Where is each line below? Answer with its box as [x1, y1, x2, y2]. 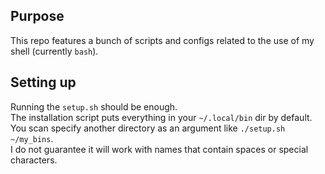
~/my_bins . [10, 132, 54, 144]
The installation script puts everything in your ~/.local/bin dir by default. [10, 111, 313, 123]
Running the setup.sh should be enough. [10, 100, 178, 113]
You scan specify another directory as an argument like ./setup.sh [10, 122, 286, 134]
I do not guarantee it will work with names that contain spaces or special [10, 143, 309, 155]
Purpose [10, 8, 65, 25]
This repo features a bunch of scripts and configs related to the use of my [10, 34, 315, 46]
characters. [10, 154, 58, 166]
